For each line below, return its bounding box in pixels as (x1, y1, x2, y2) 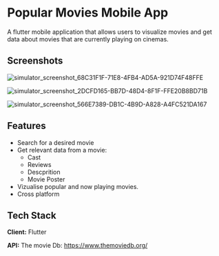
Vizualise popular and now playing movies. (17, 182, 139, 190)
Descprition (27, 168, 61, 176)
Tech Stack (7, 209, 56, 221)
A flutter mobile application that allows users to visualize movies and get (7, 28, 212, 36)
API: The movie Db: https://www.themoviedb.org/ (7, 242, 148, 250)
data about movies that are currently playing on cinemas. (7, 35, 169, 43)
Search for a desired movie (17, 138, 94, 146)
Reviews (27, 160, 52, 168)
